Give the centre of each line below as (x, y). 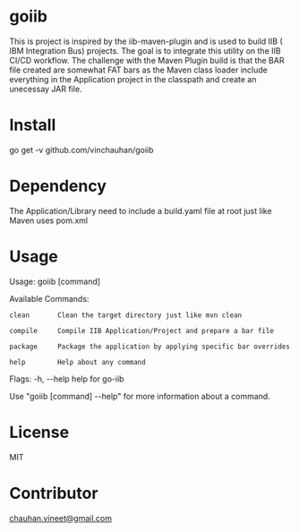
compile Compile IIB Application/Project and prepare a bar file (142, 330)
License (39, 432)
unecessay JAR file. (46, 89)
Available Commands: (49, 298)
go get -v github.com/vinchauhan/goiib (81, 150)
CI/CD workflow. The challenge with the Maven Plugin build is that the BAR (147, 60)
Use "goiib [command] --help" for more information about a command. (140, 396)
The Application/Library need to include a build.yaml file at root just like (141, 210)
